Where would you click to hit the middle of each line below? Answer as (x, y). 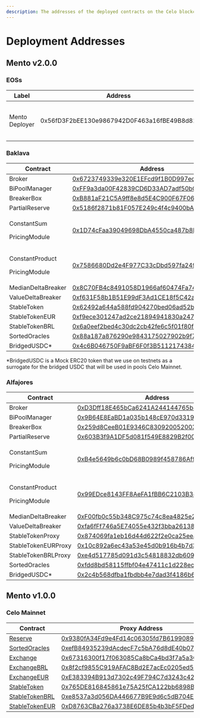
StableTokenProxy (35, 536)
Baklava (18, 153)
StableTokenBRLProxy (40, 555)
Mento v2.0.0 (32, 63)
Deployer (22, 124)
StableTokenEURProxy (40, 546)
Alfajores (20, 382)
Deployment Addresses (65, 41)
